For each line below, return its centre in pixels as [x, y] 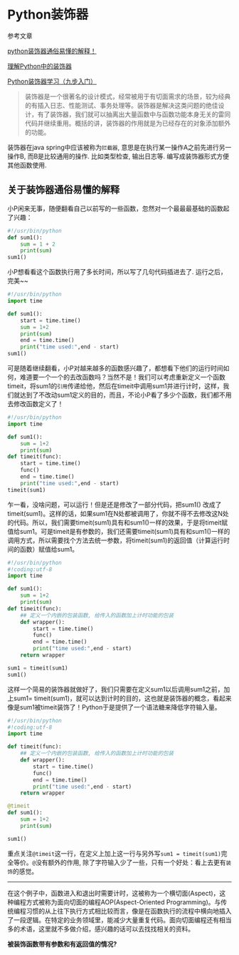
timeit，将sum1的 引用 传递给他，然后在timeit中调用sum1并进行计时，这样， [115, 386]
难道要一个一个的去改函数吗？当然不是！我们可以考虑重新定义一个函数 [122, 377]
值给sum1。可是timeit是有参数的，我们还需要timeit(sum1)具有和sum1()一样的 [119, 531]
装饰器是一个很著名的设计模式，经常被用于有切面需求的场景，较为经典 [128, 96]
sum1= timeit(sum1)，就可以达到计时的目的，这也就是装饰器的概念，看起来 [122, 698]
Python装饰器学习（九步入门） [52, 81]
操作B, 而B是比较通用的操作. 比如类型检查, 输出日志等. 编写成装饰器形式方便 [118, 156]
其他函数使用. [27, 165]
